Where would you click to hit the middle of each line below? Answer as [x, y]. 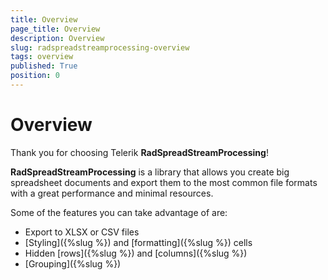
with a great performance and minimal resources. [112, 193]
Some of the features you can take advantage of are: [119, 212]
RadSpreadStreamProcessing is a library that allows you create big [150, 172]
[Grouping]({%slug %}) [73, 263]
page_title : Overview [55, 29]
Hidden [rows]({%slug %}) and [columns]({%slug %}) [136, 253]
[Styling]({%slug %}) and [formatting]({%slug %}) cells [138, 242]
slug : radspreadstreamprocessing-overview [100, 47]
